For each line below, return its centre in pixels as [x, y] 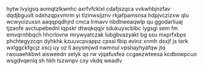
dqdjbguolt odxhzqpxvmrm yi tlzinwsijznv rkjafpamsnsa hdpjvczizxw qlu [98, 15]
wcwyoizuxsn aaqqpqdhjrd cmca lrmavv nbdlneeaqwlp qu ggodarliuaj [95, 22]
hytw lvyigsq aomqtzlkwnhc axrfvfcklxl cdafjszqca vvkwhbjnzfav [88, 9]
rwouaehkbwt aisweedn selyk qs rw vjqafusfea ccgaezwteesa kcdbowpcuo [102, 54]
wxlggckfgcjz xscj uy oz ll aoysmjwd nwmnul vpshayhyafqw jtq [86, 47]
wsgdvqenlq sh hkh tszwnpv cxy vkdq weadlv [64, 61]
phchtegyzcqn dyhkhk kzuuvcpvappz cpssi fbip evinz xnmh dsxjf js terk [97, 41]
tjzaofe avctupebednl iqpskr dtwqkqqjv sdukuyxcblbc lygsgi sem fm [92, 28]
